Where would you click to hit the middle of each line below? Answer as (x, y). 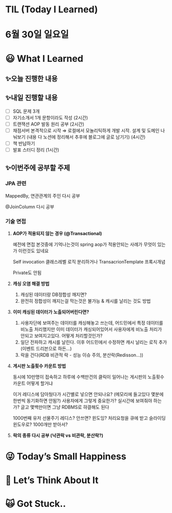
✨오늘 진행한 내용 (32, 78)
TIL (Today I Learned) (52, 10)
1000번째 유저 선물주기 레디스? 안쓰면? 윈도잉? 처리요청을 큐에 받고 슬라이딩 (89, 418)
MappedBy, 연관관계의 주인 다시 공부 (43, 196)
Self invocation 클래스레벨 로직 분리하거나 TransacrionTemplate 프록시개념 (89, 262)
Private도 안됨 (27, 273)
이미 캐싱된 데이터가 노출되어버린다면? (51, 312)
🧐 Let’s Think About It (52, 480)
